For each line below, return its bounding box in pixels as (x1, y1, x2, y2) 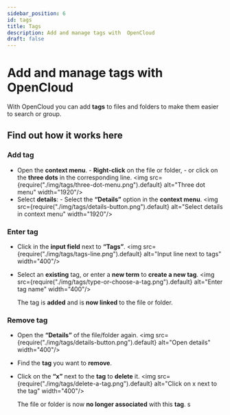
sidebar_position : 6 (7, 10, 67, 17)
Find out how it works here (7, 130, 124, 142)
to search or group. (7, 110, 62, 118)
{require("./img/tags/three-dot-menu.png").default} (16, 180, 163, 189)
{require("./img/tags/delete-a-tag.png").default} (16, 379, 153, 388)
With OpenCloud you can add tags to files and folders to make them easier (7, 102, 219, 111)
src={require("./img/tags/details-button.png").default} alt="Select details (16, 202, 223, 210)
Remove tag (7, 315, 48, 325)
